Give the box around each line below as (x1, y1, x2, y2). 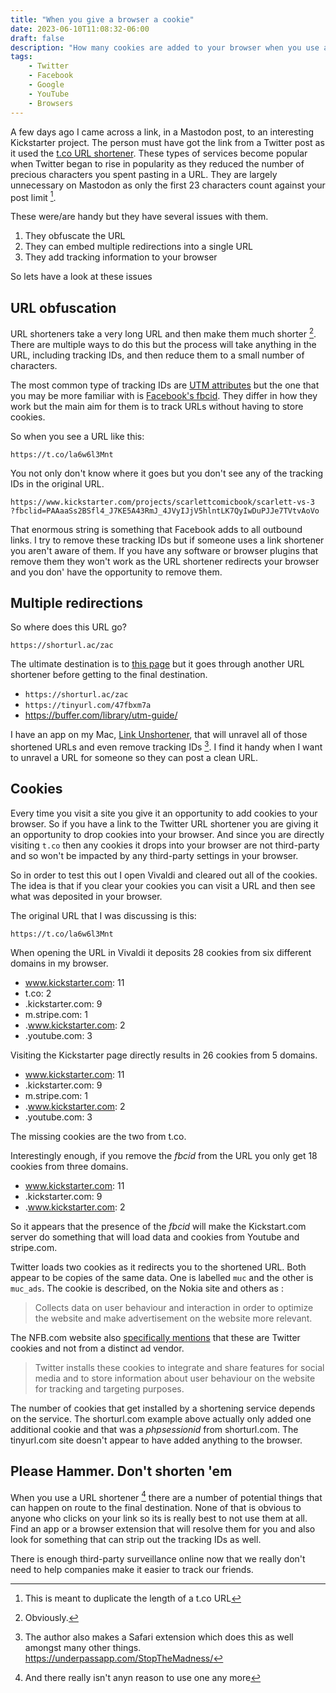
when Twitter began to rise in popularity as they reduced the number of (10, 157, 305, 170)
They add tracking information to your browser (24, 251, 218, 263)
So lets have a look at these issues (10, 271, 153, 283)
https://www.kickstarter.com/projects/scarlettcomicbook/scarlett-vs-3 (10, 497, 315, 507)
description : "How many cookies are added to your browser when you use (10, 42, 320, 53)
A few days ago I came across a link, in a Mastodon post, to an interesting (10, 126, 315, 138)
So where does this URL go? (10, 621, 127, 633)
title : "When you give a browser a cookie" (10, 14, 195, 25)
